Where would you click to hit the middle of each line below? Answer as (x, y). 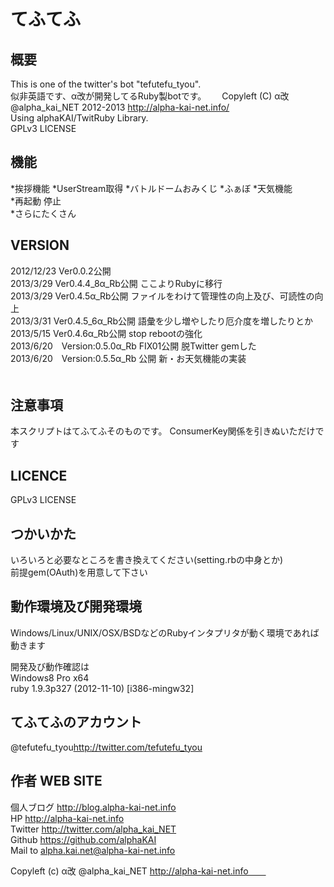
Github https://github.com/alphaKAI (83, 839)
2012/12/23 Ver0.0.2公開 (61, 271)
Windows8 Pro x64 (50, 677)
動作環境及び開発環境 (76, 606)
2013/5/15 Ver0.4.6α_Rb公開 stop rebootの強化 (106, 333)
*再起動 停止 (36, 201)
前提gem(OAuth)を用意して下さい (79, 572)
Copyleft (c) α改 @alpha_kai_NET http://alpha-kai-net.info (129, 871)
